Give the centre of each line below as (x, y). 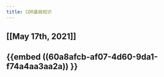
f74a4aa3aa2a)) (37, 66)
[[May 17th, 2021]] (41, 37)
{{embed (24, 57)
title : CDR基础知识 (29, 12)
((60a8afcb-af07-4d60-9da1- (100, 57)
